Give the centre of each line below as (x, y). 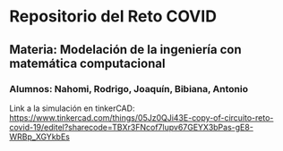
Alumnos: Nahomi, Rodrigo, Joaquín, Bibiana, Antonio (129, 88)
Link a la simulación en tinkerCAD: (72, 108)
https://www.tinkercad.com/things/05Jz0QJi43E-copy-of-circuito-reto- (141, 117)
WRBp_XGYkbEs (39, 137)
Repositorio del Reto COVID (113, 17)
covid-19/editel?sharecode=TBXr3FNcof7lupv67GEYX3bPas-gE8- (131, 127)
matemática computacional (87, 63)
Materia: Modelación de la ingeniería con (125, 50)
